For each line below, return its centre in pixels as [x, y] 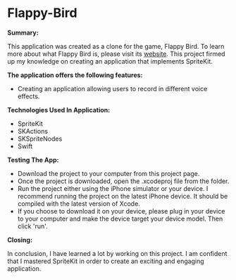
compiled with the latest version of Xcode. [79, 204]
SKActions [32, 131]
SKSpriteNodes [40, 139]
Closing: [20, 240]
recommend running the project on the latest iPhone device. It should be [123, 196]
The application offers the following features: [75, 75]
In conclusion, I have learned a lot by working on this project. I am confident [117, 253]
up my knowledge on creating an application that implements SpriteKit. [110, 61]
